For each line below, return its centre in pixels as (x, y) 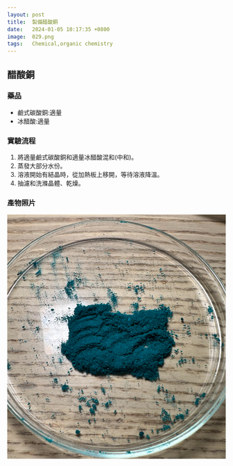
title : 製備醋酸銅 (33, 22)
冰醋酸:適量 (33, 121)
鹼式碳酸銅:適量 (40, 112)
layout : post (26, 15)
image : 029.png (31, 37)
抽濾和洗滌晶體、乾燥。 (51, 183)
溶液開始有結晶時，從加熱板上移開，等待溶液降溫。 (90, 175)
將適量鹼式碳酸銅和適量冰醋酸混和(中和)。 (77, 157)
